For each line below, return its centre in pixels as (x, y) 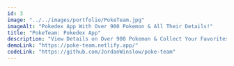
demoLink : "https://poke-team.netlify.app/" (73, 45)
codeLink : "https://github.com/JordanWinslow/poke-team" (92, 52)
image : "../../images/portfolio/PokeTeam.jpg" (76, 20)
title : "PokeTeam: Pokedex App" (54, 33)
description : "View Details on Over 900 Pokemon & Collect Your (102, 39)
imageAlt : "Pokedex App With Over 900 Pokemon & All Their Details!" (110, 26)
